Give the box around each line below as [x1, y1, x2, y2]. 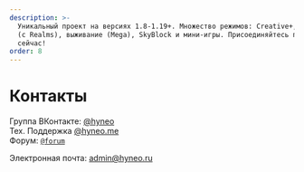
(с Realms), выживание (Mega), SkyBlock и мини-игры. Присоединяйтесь [17, 30, 290, 39]
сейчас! [17, 38, 47, 48]
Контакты [9, 86, 88, 107]
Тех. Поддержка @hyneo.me [9, 126, 119, 137]
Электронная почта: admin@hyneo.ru [9, 153, 153, 164]
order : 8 [9, 47, 43, 56]
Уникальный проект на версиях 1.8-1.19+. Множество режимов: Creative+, [17, 22, 298, 31]
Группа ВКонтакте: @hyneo [9, 116, 115, 127]
